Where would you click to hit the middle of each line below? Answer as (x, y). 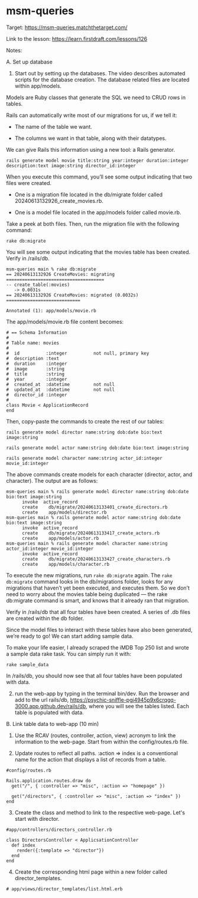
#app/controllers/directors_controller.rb (59, 829)
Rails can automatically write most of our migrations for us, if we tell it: (92, 115)
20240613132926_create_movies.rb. (59, 200)
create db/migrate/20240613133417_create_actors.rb (91, 533)
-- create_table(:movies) (38, 285)
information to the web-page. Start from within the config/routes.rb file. (102, 741)
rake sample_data (27, 665)
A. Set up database (30, 62)
